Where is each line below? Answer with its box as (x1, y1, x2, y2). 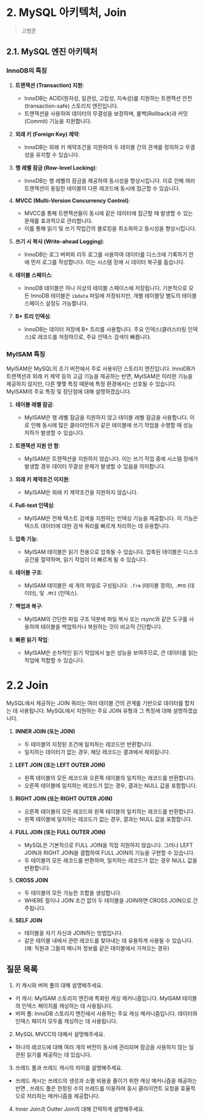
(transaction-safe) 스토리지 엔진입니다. (24, 102, 119, 109)
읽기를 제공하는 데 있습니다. (26, 1051, 92, 1058)
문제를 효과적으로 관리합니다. (24, 217, 93, 224)
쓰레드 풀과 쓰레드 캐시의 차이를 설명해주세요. (15, 1064, 123, 1071)
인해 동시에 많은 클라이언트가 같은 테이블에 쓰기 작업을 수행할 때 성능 (30, 421, 194, 428)
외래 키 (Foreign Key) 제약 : (15, 130, 80, 137)
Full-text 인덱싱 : (15, 502, 55, 509)
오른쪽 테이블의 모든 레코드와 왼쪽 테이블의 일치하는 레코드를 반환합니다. (24, 808, 195, 815)
